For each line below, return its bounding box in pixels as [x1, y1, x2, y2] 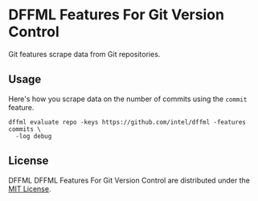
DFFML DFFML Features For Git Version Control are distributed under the [8, 175, 251, 185]
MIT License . [8, 183, 51, 194]
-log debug [15, 132, 52, 140]
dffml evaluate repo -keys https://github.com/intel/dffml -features [8, 118, 247, 126]
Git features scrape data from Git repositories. [8, 49, 161, 59]
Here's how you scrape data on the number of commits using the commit [8, 94, 248, 104]
